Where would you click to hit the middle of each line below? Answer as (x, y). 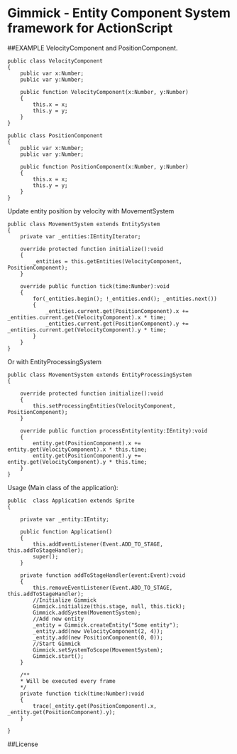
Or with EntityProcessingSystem (54, 361)
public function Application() (66, 531)
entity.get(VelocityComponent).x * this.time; (77, 450)
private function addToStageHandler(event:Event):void (103, 575)
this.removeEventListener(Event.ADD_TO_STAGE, (103, 588)
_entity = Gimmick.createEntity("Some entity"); (106, 625)
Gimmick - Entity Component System (119, 13)
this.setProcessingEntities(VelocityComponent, (104, 406)
